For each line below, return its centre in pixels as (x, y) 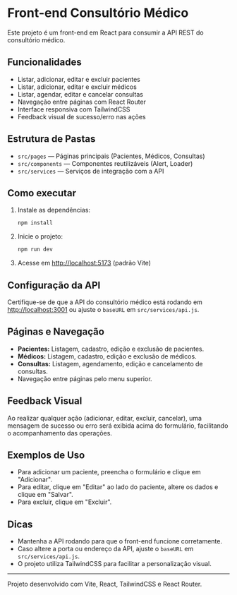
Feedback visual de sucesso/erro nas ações (81, 116)
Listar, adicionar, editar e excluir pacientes (79, 79)
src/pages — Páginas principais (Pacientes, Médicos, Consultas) (111, 156)
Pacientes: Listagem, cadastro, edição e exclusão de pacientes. (111, 349)
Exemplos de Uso (46, 455)
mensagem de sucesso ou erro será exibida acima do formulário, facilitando (118, 426)
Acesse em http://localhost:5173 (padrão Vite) (84, 263)
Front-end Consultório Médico (98, 13)
